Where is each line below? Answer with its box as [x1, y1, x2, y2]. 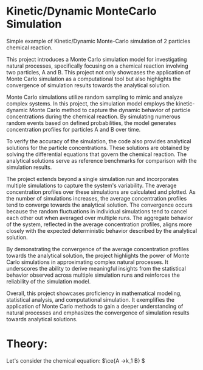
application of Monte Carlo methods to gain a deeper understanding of [6, 302, 184, 310]
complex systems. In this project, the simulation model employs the [6, 99, 175, 107]
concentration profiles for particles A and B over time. [6, 126, 141, 133]
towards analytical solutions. [6, 315, 78, 322]
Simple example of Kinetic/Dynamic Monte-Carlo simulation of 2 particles [6, 37, 190, 44]
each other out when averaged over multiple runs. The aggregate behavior [6, 214, 193, 221]
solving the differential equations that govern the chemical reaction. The [6, 151, 187, 158]
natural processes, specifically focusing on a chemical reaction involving [6, 62, 188, 69]
